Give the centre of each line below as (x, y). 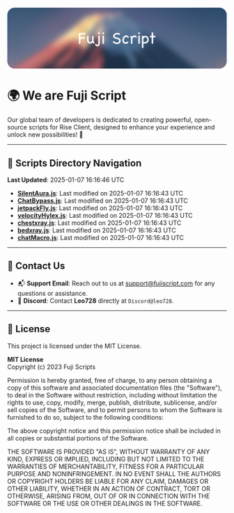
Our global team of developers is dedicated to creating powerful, (100, 120)
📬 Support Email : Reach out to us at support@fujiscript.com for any (116, 283)
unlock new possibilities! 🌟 (45, 135)
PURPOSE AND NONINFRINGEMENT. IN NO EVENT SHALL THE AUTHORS (114, 473)
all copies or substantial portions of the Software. (78, 438)
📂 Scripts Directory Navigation (75, 163)
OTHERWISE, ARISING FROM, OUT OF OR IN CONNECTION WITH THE (109, 496)
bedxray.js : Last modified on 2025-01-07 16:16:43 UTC (96, 230)
